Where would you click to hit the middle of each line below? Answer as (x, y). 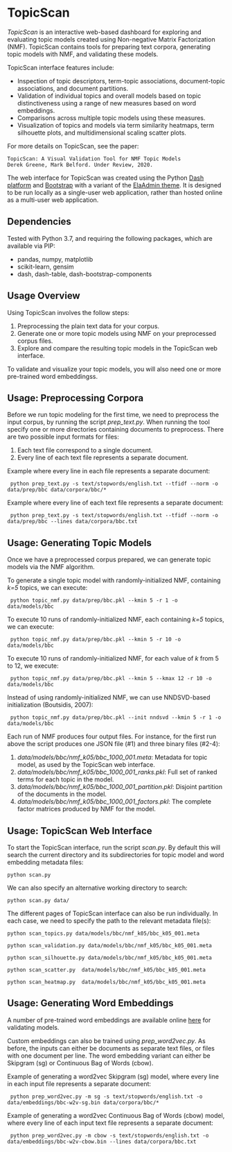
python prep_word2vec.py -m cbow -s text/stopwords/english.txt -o (109, 1135)
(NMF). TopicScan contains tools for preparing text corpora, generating (109, 46)
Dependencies (39, 222)
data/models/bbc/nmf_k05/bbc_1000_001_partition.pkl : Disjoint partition (120, 787)
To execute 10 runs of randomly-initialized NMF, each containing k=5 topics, (116, 620)
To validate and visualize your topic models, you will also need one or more (114, 369)
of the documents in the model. (62, 794)
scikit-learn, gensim (45, 266)
